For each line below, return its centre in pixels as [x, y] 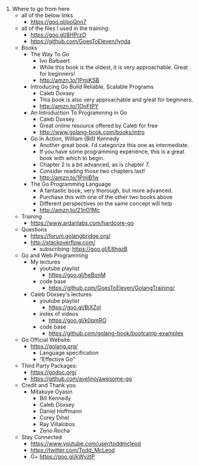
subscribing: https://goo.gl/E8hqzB [84, 249]
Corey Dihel [54, 417]
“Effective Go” [57, 359]
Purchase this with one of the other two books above [106, 197]
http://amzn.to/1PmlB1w [69, 177]
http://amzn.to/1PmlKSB [69, 80]
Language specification [69, 353]
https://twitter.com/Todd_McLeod [72, 450]
